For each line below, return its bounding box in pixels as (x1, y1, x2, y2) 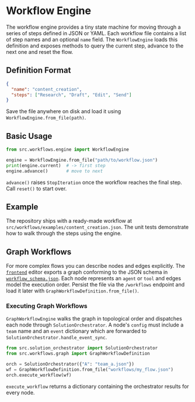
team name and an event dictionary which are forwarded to (6, 328, 147, 335)
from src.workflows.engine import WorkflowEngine (6, 147, 130, 153)
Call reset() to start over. (6, 185, 67, 192)
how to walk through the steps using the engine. (6, 230, 122, 237)
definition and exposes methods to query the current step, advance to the (6, 42, 184, 49)
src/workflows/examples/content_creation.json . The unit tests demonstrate (6, 224, 189, 231)
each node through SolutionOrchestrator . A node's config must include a (6, 321, 184, 329)
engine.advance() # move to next (6, 168, 103, 174)
